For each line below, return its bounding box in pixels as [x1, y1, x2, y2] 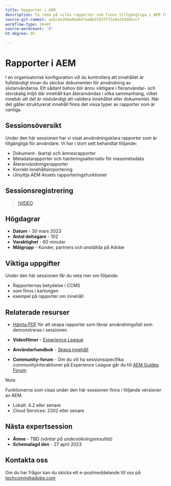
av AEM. [5, 392, 23, 398]
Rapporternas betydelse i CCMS [12, 283, 80, 289]
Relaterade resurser [5, 308, 70, 317]
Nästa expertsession [5, 422, 73, 431]
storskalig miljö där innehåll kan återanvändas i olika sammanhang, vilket [5, 90, 158, 97]
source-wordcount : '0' [5, 26, 53, 32]
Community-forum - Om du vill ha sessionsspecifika [12, 356, 124, 362]
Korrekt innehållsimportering [12, 166, 73, 172]
